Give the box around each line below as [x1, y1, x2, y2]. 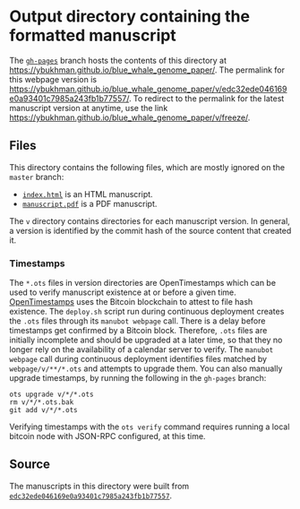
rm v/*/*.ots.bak [9, 398, 74, 407]
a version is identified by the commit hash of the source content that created [9, 225, 292, 236]
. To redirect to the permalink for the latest [128, 92, 285, 104]
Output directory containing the [9, 6, 251, 27]
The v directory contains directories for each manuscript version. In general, [9, 215, 291, 226]
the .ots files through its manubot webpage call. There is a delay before [9, 315, 266, 326]
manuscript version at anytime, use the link [9, 102, 168, 113]
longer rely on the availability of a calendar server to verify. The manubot [9, 344, 274, 355]
